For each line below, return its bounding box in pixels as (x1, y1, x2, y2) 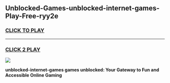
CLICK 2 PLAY (5, 46, 40, 53)
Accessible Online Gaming (5, 72, 62, 78)
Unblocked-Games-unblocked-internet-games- (5, 4, 160, 13)
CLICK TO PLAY (5, 27, 45, 34)
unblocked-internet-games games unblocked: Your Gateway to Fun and (5, 66, 159, 72)
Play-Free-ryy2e (5, 12, 59, 21)
